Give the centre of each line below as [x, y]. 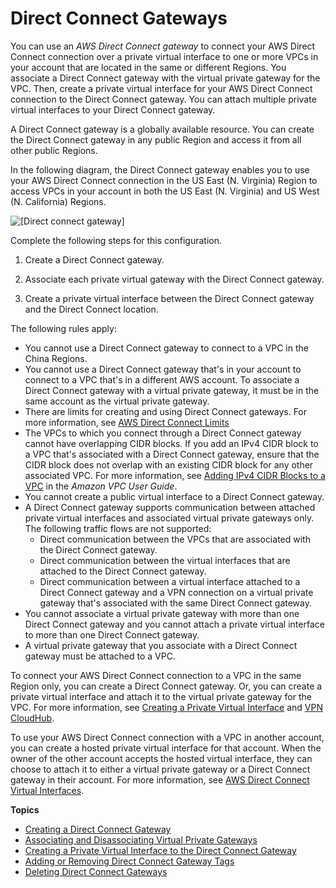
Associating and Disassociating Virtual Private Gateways [141, 839]
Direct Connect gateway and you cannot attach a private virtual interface [174, 624]
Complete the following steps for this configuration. [116, 240]
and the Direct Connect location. [91, 309]
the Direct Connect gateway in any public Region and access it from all [156, 139]
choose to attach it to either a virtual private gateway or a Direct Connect [160, 769]
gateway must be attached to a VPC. [100, 656]
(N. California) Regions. [58, 201]
